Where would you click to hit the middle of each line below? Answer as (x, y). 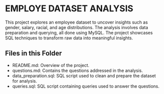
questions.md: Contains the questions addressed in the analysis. (78, 70)
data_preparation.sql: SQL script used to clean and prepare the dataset (84, 76)
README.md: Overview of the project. (51, 65)
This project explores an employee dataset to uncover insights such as (77, 22)
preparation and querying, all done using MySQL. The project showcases (79, 32)
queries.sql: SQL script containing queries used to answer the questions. (86, 86)
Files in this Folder (34, 53)
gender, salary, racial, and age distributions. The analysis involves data (77, 27)
